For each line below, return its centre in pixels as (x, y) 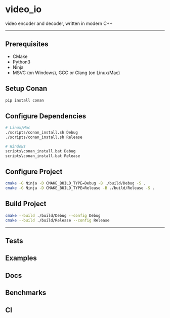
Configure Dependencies (46, 116)
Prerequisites (27, 44)
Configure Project (34, 171)
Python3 (21, 61)
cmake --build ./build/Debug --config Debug (53, 215)
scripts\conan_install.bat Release (43, 156)
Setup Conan (26, 89)
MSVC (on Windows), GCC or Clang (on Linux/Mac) (66, 73)
